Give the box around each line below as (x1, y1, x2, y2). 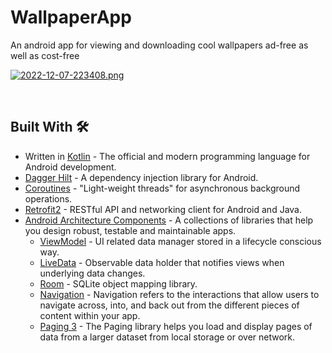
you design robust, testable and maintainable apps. (24, 224, 237, 236)
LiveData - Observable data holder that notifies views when (39, 256, 285, 268)
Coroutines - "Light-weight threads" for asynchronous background (24, 182, 301, 194)
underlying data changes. (39, 267, 146, 279)
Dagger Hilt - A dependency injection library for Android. (24, 171, 259, 183)
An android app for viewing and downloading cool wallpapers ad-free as (10, 39, 309, 51)
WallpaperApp (10, 6, 132, 29)
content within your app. (39, 309, 141, 321)
